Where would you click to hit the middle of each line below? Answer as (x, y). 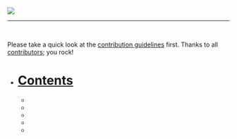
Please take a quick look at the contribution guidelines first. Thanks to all (113, 44)
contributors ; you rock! (41, 52)
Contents (45, 81)
